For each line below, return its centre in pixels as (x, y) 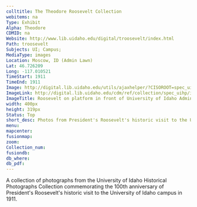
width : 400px (22, 104)
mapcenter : (19, 131)
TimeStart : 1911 (26, 77)
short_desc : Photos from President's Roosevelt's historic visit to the (97, 120)
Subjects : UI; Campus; (34, 50)
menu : (13, 126)
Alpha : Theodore (26, 28)
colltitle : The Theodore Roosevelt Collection (64, 11)
